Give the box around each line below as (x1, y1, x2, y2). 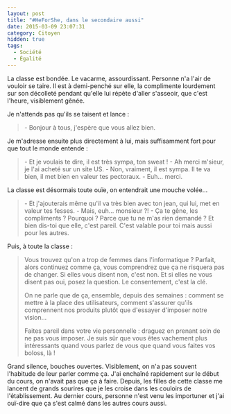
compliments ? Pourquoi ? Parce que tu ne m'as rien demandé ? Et (24, 214, 214, 222)
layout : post (7, 10, 45, 17)
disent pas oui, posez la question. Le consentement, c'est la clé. (24, 277, 208, 286)
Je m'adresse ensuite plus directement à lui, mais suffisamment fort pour (7, 137, 216, 145)
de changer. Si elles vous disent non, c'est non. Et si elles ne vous (24, 270, 213, 278)
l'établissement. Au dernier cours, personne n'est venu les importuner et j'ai (7, 391, 225, 399)
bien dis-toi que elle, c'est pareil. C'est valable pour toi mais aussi (24, 221, 212, 230)
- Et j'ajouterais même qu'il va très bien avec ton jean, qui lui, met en (24, 199, 220, 207)
